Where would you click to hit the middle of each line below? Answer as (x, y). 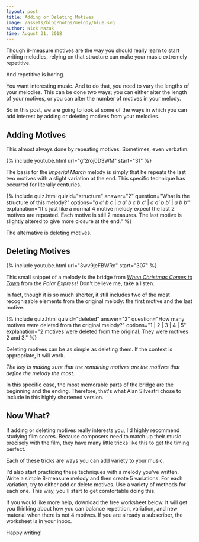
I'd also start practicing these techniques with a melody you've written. (93, 472)
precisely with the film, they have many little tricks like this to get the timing (98, 443)
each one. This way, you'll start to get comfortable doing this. (81, 491)
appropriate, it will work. (36, 355)
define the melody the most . (41, 373)
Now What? (28, 416)
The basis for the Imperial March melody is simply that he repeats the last (96, 172)
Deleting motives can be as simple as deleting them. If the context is (89, 349)
